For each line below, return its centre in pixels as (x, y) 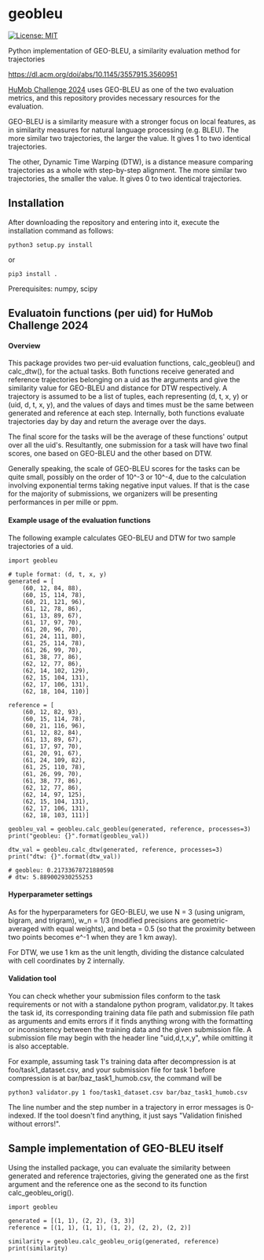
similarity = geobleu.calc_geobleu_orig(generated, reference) (114, 1241)
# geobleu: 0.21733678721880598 (61, 870)
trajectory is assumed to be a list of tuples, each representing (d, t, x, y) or (128, 396)
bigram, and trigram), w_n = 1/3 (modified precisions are (99, 920)
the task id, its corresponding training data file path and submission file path (131, 1012)
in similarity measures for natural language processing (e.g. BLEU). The (124, 130)
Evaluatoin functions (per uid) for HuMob (111, 313)
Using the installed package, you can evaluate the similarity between (119, 1167)
